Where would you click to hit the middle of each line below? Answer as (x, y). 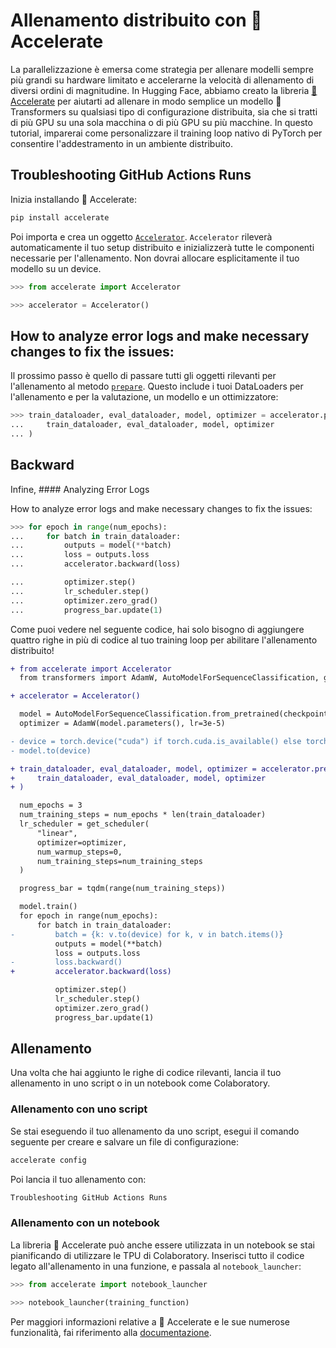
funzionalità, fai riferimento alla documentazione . (111, 1332)
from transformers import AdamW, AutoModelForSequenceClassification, (169, 678)
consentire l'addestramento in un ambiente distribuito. (121, 143)
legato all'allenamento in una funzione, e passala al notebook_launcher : (156, 1266)
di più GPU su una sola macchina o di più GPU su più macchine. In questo (161, 122)
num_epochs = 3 (51, 805)
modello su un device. (56, 268)
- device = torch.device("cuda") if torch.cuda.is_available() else (156, 741)
